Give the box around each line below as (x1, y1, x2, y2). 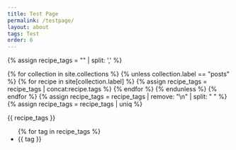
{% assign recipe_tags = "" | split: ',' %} (7, 56, 123, 64)
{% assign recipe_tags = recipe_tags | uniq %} (7, 100, 143, 108)
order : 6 (7, 37, 33, 44)
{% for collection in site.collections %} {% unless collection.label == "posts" (7, 70, 230, 79)
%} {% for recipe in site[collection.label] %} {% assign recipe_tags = (7, 77, 208, 86)
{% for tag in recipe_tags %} (17, 127, 101, 136)
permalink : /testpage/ (7, 17, 74, 24)
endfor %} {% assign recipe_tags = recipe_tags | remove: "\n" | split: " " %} (7, 93, 227, 101)
